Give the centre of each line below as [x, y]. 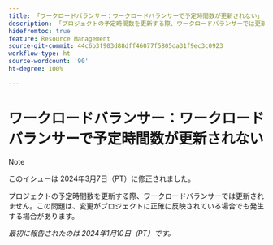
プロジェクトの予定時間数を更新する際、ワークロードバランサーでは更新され [136, 196]
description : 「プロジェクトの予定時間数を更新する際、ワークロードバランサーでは [132, 24]
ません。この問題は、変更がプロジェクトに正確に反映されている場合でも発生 [136, 206]
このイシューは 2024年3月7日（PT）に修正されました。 [102, 178]
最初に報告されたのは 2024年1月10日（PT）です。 [92, 233]
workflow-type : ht [39, 54]
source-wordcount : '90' [49, 62]
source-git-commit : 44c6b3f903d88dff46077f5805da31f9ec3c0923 [116, 46]
